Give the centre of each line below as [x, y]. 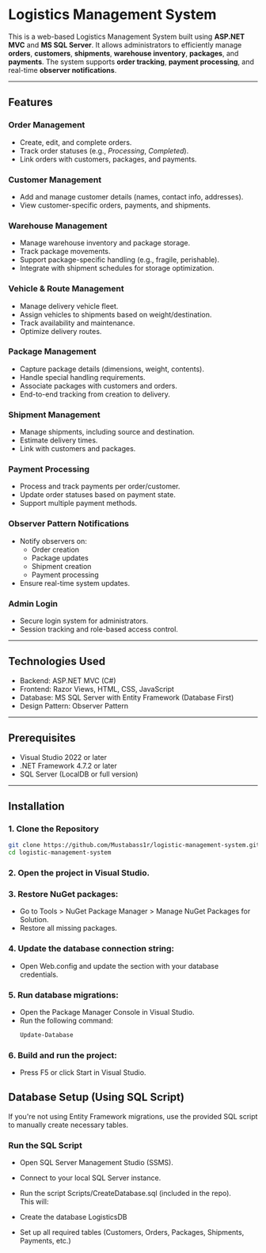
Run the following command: [66, 1020]
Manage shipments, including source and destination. [107, 432]
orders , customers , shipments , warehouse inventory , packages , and [123, 53]
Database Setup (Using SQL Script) [96, 1097]
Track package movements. [65, 252]
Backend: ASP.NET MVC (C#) [68, 680]
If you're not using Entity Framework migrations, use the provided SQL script [133, 1116]
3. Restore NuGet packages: [63, 894]
